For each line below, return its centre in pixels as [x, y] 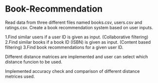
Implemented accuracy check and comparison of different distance [72, 71]
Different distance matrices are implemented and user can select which [77, 56]
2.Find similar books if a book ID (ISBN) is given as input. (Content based [78, 42]
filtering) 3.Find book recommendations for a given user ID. [64, 47]
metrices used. [20, 76]
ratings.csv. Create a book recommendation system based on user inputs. [79, 27]
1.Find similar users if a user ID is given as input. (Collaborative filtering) [77, 37]
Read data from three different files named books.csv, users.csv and [74, 22]
